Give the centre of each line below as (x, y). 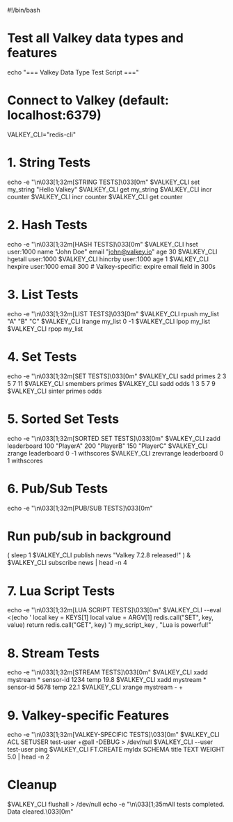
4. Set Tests (42, 356)
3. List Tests (43, 294)
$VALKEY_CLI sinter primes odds (55, 391)
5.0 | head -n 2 (29, 757)
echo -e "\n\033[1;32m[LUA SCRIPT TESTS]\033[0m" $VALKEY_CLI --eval (114, 610)
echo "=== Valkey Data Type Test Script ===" (73, 72)
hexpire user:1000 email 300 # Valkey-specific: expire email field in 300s (111, 266)
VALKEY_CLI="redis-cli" (42, 134)
